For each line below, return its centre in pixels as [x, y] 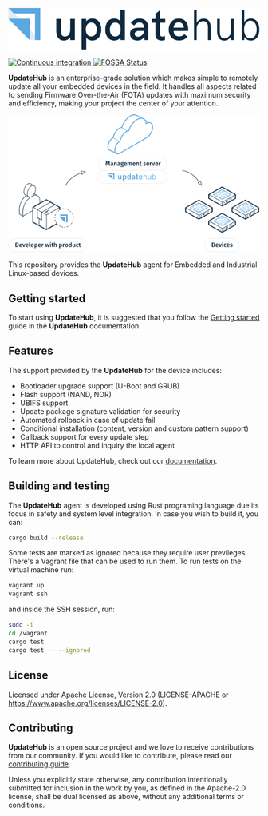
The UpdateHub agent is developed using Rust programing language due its [134, 505]
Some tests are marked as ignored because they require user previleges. [128, 553]
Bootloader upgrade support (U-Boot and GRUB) [100, 386]
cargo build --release [46, 538]
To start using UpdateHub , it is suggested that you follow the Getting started [134, 317]
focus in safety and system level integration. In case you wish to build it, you [134, 513]
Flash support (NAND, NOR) [65, 394]
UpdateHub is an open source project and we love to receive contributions [131, 747]
